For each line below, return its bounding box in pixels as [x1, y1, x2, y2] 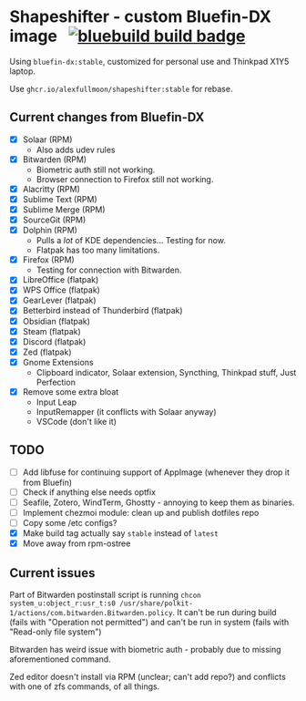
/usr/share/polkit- [119, 599, 194, 608]
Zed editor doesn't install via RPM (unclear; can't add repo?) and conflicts [9, 671, 287, 682]
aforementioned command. [9, 654, 111, 665]
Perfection [36, 376, 76, 387]
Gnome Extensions [22, 356, 94, 367]
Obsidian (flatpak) [22, 315, 91, 326]
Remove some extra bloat [22, 386, 119, 397]
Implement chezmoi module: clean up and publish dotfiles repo [22, 507, 260, 518]
